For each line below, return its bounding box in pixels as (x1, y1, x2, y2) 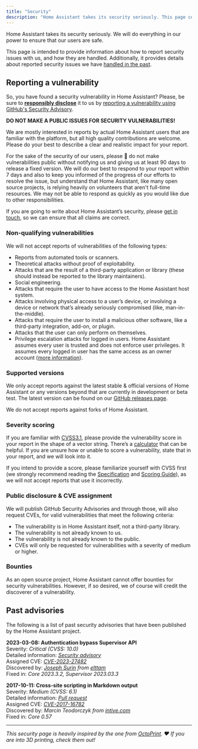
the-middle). (14, 310, 45, 317)
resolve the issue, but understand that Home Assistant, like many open (6, 178, 178, 185)
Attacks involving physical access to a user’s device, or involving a (14, 297, 177, 304)
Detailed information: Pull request (6, 694, 87, 701)
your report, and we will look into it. (6, 453, 92, 460)
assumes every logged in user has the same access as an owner (14, 347, 172, 354)
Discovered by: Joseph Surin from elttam (6, 664, 106, 671)
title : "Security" (6, 8, 51, 15)
